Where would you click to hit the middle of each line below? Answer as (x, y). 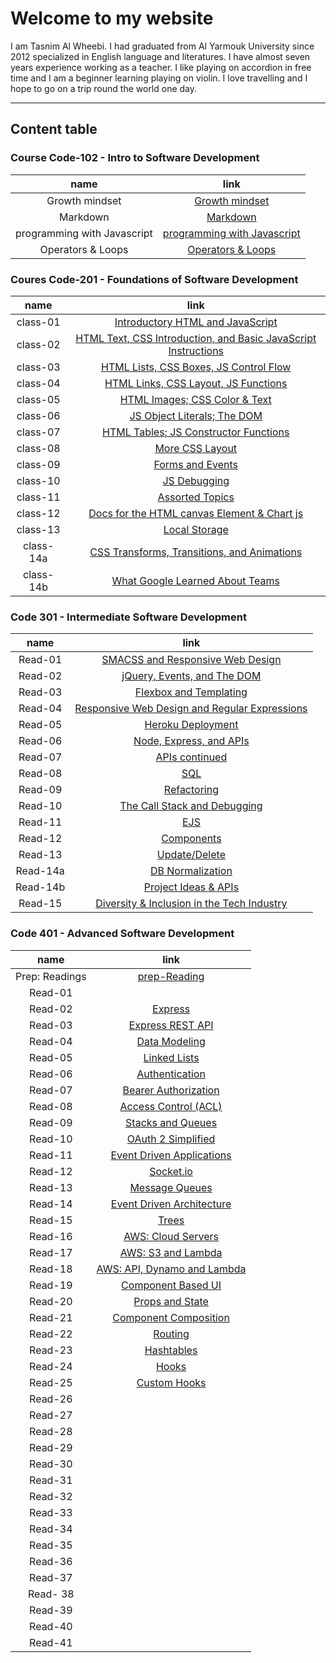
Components (191, 839)
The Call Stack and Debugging (191, 806)
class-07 (38, 432)
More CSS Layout (196, 448)
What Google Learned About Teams (195, 580)
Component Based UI (171, 1285)
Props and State (171, 1301)
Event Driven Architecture (171, 1204)
